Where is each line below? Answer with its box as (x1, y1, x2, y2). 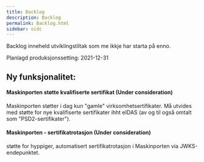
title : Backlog (6, 8, 45, 15)
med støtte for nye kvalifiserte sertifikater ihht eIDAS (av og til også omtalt (6, 109, 192, 116)
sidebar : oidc (6, 25, 43, 32)
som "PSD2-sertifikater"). (6, 115, 71, 122)
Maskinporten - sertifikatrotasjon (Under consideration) (6, 129, 151, 137)
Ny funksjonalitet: (6, 72, 76, 82)
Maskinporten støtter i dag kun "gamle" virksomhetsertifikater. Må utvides (6, 102, 192, 109)
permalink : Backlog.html (6, 20, 69, 26)
